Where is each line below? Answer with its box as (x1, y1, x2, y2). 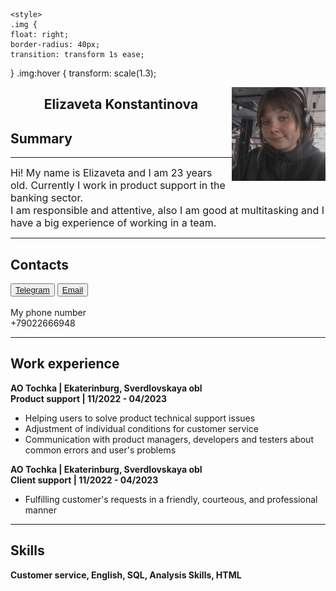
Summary (10, 130, 73, 147)
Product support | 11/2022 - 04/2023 (10, 392, 168, 404)
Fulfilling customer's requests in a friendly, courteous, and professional (24, 493, 318, 505)
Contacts (10, 256, 70, 273)
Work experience (10, 355, 120, 373)
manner (24, 504, 57, 516)
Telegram (15, 285, 50, 296)
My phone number (10, 307, 87, 319)
